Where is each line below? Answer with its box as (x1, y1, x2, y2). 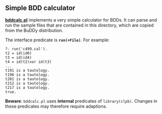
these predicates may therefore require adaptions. (5, 103, 107, 109)
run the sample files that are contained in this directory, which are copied (5, 22, 154, 28)
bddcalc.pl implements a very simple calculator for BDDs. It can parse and (5, 17, 157, 23)
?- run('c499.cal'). (5, 46, 48, 51)
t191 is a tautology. (5, 68, 50, 73)
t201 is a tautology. (5, 76, 50, 82)
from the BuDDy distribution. (5, 27, 63, 33)
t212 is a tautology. (5, 81, 50, 85)
